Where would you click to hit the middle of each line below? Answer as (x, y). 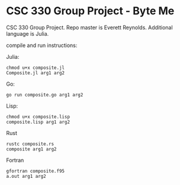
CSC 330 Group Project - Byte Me (90, 11)
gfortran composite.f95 (36, 171)
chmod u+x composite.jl (36, 68)
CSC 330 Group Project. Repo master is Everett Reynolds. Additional (89, 27)
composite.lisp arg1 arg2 (38, 122)
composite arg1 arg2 (32, 149)
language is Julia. (28, 33)
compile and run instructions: (42, 45)
